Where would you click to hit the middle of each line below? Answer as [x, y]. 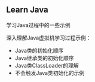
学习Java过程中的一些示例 [38, 25]
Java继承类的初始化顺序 [45, 58]
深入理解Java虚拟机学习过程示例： [49, 38]
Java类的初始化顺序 [39, 50]
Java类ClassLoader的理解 [47, 65]
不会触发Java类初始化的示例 [50, 73]
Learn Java [27, 10]
